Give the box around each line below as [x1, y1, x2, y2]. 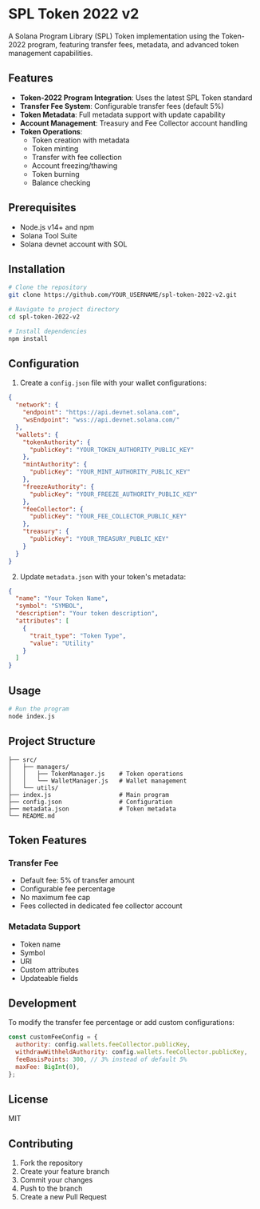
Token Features [8, 833, 88, 847]
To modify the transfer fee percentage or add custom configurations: [8, 1018, 235, 1027]
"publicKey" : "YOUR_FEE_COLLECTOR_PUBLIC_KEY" [29, 513, 187, 521]
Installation [8, 262, 65, 276]
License [8, 1093, 49, 1106]
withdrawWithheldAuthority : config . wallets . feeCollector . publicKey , [15, 1048, 248, 1056]
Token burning [31, 169, 80, 178]
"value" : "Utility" [29, 639, 94, 647]
